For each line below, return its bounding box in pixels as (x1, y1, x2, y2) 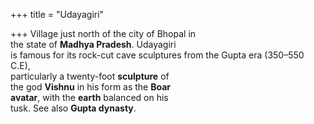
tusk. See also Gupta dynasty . (10, 102, 137, 114)
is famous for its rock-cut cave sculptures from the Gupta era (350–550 (10, 49, 305, 61)
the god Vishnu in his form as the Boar (10, 81, 172, 93)
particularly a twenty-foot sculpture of (10, 70, 170, 82)
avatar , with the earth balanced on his (10, 92, 169, 103)
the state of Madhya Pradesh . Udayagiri (10, 39, 177, 50)
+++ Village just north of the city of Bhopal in (10, 28, 197, 39)
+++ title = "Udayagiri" (10, 9, 105, 20)
